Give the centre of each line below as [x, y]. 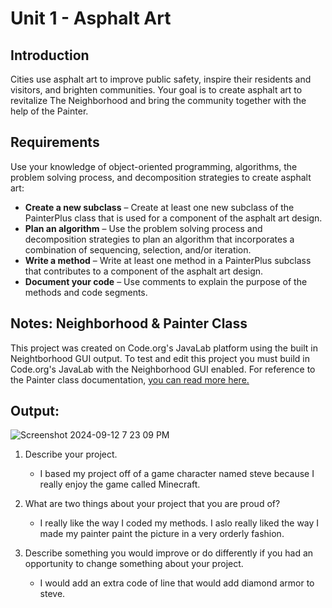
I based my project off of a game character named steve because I [177, 474]
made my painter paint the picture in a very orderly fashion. [162, 534]
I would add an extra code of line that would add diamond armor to [177, 583]
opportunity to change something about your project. [134, 564]
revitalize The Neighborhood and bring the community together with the [158, 100]
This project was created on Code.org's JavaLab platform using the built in [164, 348]
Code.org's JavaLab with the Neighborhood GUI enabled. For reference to [163, 369]
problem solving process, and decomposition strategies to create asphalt [161, 177]
